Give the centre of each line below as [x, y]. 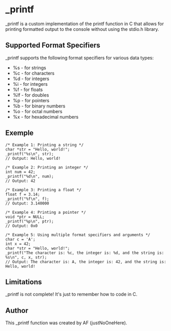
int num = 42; [21, 172]
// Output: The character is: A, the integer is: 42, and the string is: [86, 262]
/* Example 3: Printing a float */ [43, 190]
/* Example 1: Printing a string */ [44, 145]
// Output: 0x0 [22, 226]
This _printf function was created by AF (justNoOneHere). [66, 323]
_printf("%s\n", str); [30, 154]
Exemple [20, 133]
